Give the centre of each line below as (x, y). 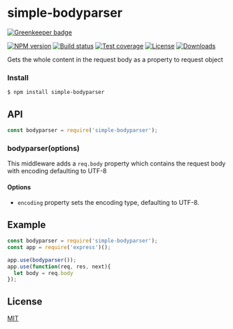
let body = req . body (43, 273)
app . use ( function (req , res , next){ (59, 267)
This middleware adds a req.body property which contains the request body (116, 163)
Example (27, 225)
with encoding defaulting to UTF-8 (57, 171)
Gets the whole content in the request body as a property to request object (115, 59)
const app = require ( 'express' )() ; (59, 247)
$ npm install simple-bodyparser (56, 93)
